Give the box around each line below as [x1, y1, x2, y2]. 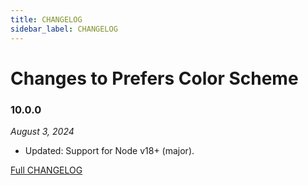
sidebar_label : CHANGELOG [10, 24, 118, 34]
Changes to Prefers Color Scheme [10, 67, 299, 90]
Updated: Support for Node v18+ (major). [24, 144, 195, 156]
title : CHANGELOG [10, 14, 83, 25]
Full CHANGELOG [10, 164, 83, 176]
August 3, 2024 [10, 125, 75, 137]
